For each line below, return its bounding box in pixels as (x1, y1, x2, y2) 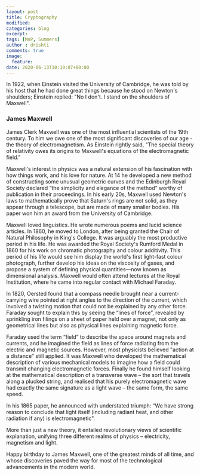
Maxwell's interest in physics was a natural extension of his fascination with (6, 165, 192, 172)
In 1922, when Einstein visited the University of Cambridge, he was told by (6, 81, 189, 88)
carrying (6, 296, 27, 304)
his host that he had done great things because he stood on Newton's (6, 87, 178, 94)
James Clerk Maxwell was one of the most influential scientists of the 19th (6, 128, 189, 135)
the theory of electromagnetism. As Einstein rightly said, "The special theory (6, 141, 194, 148)
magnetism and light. (6, 439, 58, 446)
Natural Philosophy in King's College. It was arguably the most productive (6, 234, 187, 241)
